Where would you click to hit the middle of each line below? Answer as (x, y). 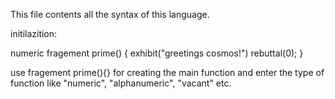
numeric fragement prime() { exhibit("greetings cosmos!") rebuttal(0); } (157, 53)
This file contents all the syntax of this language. (110, 14)
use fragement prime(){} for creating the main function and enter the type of (167, 72)
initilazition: (34, 33)
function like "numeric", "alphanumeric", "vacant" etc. (121, 83)
